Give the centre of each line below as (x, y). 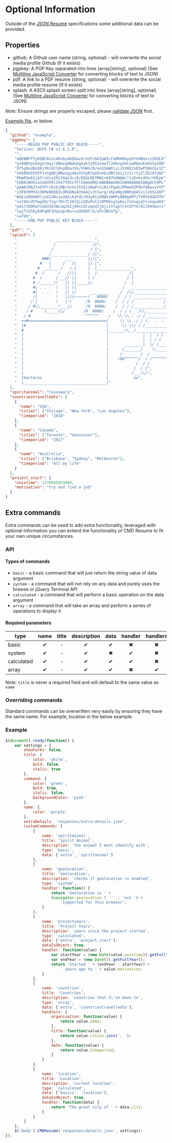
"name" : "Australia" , (42, 454)
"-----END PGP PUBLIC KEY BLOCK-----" (56, 221)
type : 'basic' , (58, 850)
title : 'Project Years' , (68, 926)
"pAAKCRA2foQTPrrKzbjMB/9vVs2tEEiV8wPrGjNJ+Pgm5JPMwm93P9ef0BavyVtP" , (91, 187)
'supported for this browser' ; (93, 902)
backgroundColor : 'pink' (59, 798)
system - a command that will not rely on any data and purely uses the (86, 584)
